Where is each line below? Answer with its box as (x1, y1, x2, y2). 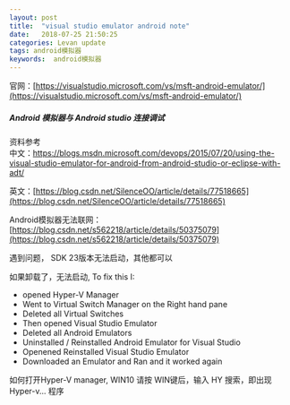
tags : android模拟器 (9, 47, 82, 56)
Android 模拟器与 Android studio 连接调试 (9, 112, 166, 123)
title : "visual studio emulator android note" (9, 22, 191, 30)
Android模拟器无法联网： (9, 214, 101, 225)
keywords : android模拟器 (9, 55, 102, 64)
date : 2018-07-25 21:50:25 (9, 30, 118, 39)
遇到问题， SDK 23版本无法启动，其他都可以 (9, 252, 173, 263)
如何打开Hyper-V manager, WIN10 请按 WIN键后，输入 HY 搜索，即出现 (9, 374, 272, 385)
